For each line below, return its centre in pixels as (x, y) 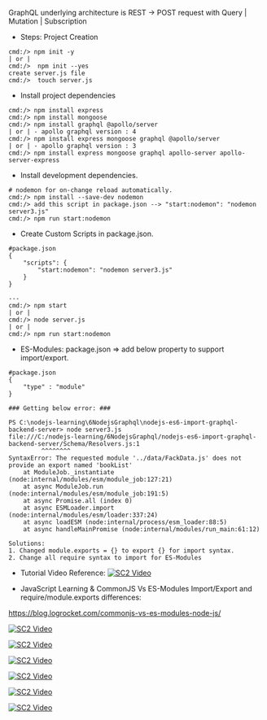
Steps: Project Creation (59, 37)
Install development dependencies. (79, 175)
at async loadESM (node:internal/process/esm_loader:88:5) (125, 522)
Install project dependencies (68, 95)
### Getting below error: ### (60, 408)
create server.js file (47, 73)
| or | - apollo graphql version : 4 (72, 132)
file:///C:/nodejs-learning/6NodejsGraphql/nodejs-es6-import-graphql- (132, 437)
